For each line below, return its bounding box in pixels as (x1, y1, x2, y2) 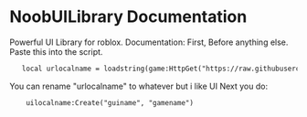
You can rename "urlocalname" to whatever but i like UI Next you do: (9, 80, 268, 91)
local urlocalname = (21, 64, 101, 73)
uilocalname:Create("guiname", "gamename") (26, 98, 195, 107)
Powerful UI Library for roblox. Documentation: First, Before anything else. (9, 37, 289, 48)
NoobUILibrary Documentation (9, 6, 248, 27)
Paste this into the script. (9, 46, 103, 57)
